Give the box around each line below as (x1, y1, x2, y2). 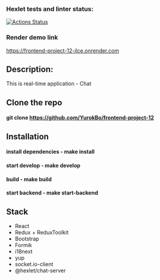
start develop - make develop (6, 162, 81, 169)
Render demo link (6, 34, 59, 42)
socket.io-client (14, 260, 54, 267)
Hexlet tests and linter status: (6, 5, 94, 13)
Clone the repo (6, 98, 63, 108)
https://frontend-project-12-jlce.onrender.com (6, 47, 119, 54)
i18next (14, 248, 33, 255)
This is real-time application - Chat (6, 80, 91, 87)
